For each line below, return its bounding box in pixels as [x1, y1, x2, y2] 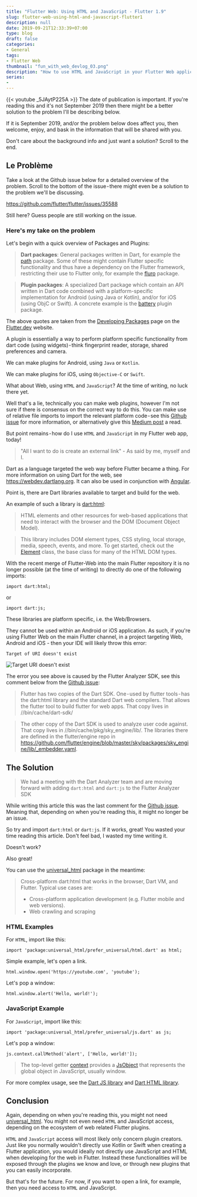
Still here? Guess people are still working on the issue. [6, 211, 137, 218]
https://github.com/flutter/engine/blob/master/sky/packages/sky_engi [20, 739, 189, 746]
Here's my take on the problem [6, 226, 96, 234]
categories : [6, 42, 35, 48]
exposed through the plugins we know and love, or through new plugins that [6, 1161, 191, 1168]
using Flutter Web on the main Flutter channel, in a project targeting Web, [6, 633, 184, 640]
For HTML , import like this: [6, 936, 66, 943]
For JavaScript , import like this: [6, 1018, 82, 1025]
